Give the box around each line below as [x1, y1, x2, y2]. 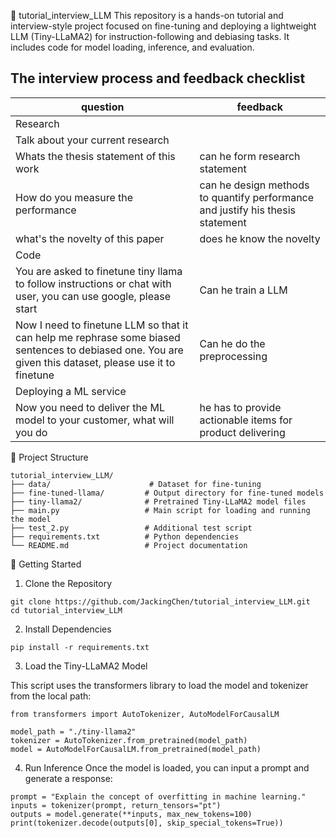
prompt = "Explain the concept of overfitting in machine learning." [10, 791, 307, 802]
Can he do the [199, 336, 266, 350]
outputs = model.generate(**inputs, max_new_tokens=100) [10, 809, 253, 819]
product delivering [199, 425, 286, 439]
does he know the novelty [199, 231, 321, 245]
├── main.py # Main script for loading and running [10, 505, 311, 515]
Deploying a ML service [15, 384, 127, 398]
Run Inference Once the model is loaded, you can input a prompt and [24, 761, 310, 774]
